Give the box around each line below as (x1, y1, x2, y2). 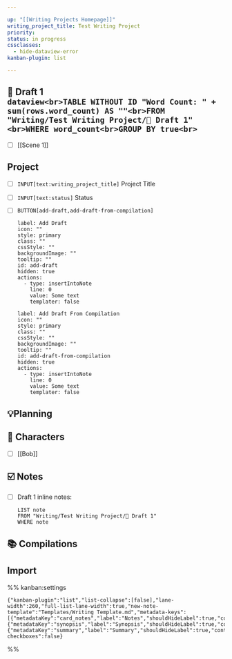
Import (7, 565, 37, 577)
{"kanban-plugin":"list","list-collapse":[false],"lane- (7, 596, 175, 604)
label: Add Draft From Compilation (17, 311, 120, 317)
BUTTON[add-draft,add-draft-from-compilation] (17, 208, 154, 215)
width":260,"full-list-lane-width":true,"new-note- (7, 602, 159, 609)
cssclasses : (7, 42, 41, 49)
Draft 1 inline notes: (17, 493, 72, 501)
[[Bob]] (17, 449, 38, 458)
